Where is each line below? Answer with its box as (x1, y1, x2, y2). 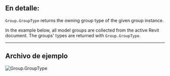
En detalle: (5, 4, 39, 13)
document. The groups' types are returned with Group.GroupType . (5, 32, 141, 38)
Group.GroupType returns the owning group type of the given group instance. (5, 17, 164, 23)
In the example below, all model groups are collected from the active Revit (5, 27, 159, 33)
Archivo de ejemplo (5, 52, 68, 60)
